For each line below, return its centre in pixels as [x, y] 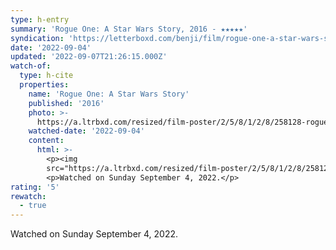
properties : [44, 85]
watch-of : [31, 66]
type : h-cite [46, 76]
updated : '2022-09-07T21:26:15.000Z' [89, 57]
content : [46, 141]
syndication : [37, 38]
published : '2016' [66, 103]
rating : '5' [35, 187]
